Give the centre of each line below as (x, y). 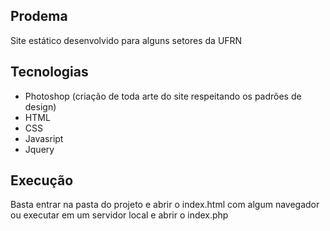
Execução (42, 180)
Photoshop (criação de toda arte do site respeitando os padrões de (163, 96)
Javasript (44, 138)
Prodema (39, 16)
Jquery (39, 149)
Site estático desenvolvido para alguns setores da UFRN (126, 40)
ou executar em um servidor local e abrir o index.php (119, 215)
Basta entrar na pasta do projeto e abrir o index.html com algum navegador (165, 205)
